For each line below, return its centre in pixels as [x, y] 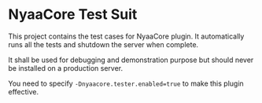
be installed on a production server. [66, 68]
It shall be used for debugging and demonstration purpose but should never [131, 60]
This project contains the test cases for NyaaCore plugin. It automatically [126, 36]
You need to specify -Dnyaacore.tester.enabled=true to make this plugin [126, 83]
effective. [24, 91]
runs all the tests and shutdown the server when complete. [103, 44]
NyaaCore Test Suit [73, 15]
